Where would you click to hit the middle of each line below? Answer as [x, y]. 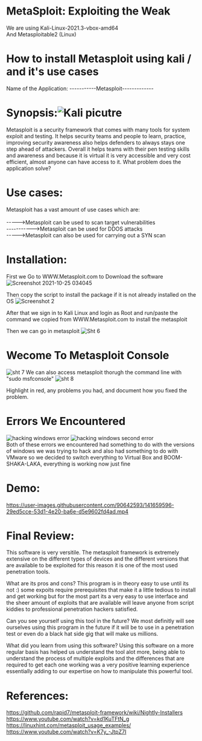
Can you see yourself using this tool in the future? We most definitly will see [100, 621]
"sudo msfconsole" [30, 378]
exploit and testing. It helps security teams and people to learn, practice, [96, 136]
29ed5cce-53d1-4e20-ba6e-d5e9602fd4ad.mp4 [67, 511]
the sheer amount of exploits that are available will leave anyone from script [100, 603]
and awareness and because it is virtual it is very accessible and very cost [99, 155]
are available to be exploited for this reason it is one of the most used [92, 565]
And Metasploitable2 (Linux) [41, 34]
